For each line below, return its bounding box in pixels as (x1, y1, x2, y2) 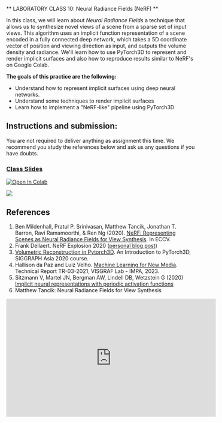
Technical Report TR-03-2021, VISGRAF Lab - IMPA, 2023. (14, 267, 160, 275)
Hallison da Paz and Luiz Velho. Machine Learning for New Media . (14, 261, 178, 268)
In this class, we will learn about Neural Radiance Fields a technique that (6, 17, 185, 23)
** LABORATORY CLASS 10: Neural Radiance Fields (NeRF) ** (6, 5, 159, 12)
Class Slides (6, 164, 43, 173)
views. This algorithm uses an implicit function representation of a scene (6, 29, 185, 37)
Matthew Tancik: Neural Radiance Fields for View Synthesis (14, 286, 162, 293)
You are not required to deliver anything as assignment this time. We (6, 137, 175, 144)
